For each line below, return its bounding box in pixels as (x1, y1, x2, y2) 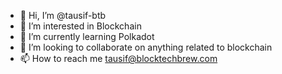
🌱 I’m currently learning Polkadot (19, 31, 155, 42)
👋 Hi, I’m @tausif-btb (19, 10, 107, 21)
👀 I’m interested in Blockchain (19, 20, 142, 32)
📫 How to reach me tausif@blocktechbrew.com (19, 53, 218, 64)
